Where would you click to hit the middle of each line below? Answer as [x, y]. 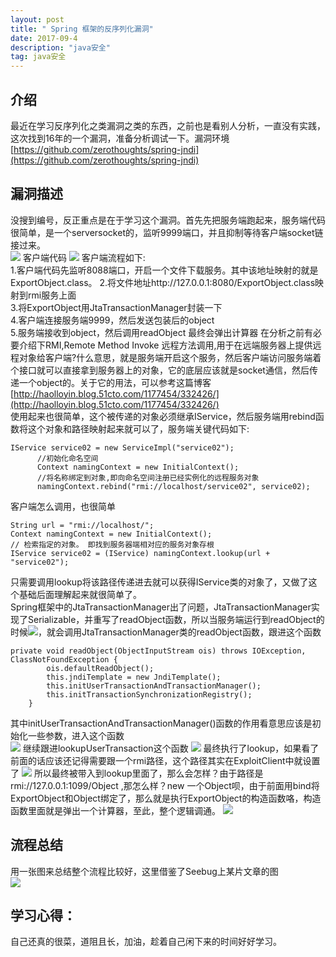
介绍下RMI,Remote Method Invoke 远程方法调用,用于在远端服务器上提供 [165, 345]
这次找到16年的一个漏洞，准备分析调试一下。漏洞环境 [120, 138]
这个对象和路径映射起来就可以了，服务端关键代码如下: [138, 428]
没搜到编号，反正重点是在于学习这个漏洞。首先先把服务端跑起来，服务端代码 [168, 220]
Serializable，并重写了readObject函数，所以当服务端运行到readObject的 [176, 619]
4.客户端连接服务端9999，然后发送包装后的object [112, 320]
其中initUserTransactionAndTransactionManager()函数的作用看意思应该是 [161, 723]
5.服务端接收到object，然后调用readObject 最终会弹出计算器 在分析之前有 [162, 332]
